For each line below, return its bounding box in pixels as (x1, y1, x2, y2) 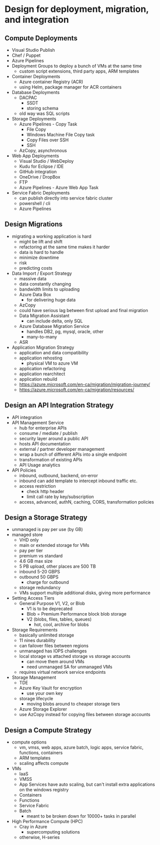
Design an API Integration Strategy (4, 401, 114, 410)
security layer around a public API (19, 435, 89, 441)
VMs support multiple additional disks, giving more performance (19, 590, 151, 596)
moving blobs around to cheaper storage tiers (26, 701, 120, 707)
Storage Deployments (11, 116, 56, 121)
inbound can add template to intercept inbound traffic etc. (19, 478, 138, 484)
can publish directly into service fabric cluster (19, 195, 113, 201)
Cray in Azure (19, 824, 48, 830)
